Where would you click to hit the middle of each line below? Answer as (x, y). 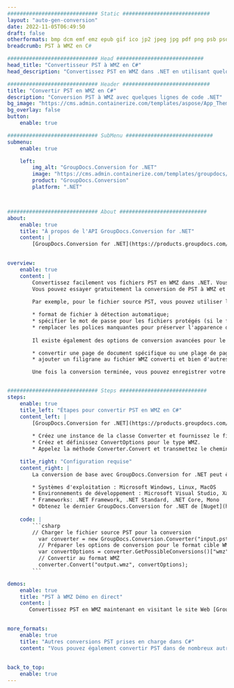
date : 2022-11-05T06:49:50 (46, 26)
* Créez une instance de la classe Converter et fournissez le (126, 436)
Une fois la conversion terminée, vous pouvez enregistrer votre (129, 372)
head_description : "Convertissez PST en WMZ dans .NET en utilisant (109, 71)
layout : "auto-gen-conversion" (53, 20)
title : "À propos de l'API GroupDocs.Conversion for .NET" (107, 231)
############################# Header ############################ (109, 84)
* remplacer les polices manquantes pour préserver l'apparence (127, 327)
